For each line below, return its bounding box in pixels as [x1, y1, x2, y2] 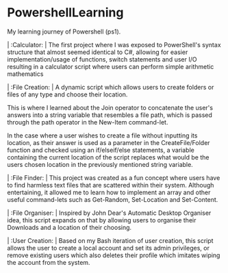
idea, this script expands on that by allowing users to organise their [7, 216, 197, 224]
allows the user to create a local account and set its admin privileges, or [7, 244, 210, 252]
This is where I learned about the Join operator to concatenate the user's [7, 103, 214, 112]
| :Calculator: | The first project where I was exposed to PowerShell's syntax [7, 40, 221, 49]
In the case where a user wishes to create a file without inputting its [7, 131, 198, 140]
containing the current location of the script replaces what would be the [7, 153, 210, 161]
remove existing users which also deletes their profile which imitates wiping [7, 251, 220, 259]
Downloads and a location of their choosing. [7, 223, 132, 231]
